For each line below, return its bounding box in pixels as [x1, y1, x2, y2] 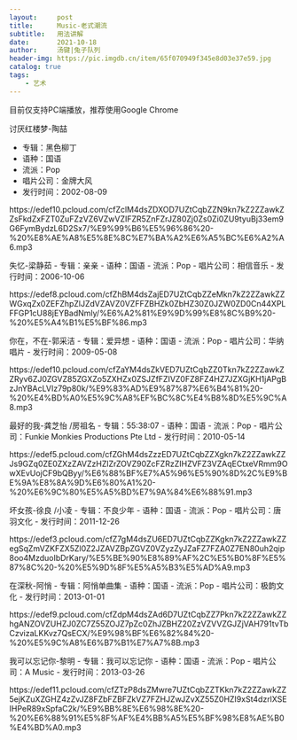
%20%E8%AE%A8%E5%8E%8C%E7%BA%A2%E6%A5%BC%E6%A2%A [9, 232, 285, 243]
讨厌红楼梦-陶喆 [9, 123, 68, 134]
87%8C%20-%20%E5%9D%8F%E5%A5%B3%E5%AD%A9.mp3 [9, 562, 251, 573]
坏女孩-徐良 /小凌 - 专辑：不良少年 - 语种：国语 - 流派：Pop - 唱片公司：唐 [9, 504, 282, 515]
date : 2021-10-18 [9, 37, 98, 47]
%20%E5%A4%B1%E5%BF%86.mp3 [9, 316, 148, 328]
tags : [9, 71, 29, 80]
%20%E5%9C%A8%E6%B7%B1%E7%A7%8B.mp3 [9, 637, 200, 648]
